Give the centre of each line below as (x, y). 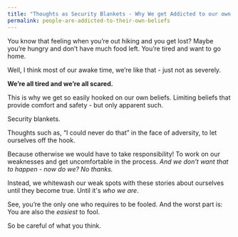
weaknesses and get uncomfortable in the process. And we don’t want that (118, 162)
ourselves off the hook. (41, 140)
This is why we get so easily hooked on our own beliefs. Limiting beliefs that (119, 98)
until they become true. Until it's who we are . (73, 190)
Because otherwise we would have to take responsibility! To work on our (114, 154)
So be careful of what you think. (55, 226)
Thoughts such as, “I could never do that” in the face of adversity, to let (112, 132)
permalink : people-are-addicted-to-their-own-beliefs (89, 21)
